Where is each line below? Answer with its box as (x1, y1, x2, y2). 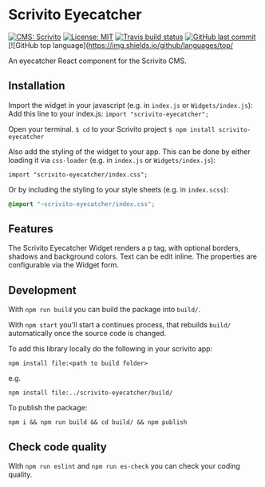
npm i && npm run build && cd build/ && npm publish (8, 418, 188, 426)
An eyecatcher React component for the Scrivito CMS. (8, 56, 187, 65)
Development (8, 283, 77, 297)
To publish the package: (8, 403, 88, 413)
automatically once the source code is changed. (8, 329, 167, 339)
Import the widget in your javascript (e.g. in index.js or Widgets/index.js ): (8, 100, 253, 109)
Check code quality (8, 440, 108, 453)
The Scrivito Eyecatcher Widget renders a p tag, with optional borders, (8, 243, 241, 253)
